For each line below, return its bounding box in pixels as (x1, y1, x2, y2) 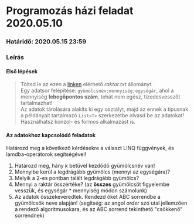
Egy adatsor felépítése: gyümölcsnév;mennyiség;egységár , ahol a (20, 87, 174, 94)
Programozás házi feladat (6, 4, 134, 18)
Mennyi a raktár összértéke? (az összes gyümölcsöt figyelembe (14, 181, 170, 188)
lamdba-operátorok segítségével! (6, 151, 87, 158)
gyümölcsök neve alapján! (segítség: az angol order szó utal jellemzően (14, 199, 188, 206)
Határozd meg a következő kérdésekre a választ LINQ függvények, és (6, 145, 175, 152)
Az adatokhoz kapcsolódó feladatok (6, 131, 96, 138)
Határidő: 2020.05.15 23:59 (6, 38, 87, 46)
